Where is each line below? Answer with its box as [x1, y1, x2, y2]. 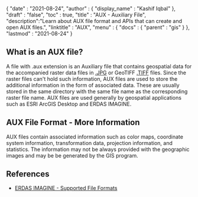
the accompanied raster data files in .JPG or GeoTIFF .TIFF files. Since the [6, 69, 186, 76]
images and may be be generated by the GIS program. [6, 152, 138, 159]
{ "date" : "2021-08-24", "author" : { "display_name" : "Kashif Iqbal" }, [6, 5, 176, 12]
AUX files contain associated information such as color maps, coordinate [6, 133, 183, 140]
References [6, 169, 50, 179]
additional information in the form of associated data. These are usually [6, 81, 180, 88]
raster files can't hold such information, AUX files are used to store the [6, 75, 178, 82]
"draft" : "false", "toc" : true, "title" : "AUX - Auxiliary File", [6, 11, 147, 18]
